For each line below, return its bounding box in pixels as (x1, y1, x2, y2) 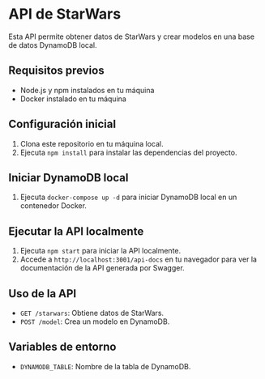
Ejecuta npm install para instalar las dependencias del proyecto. (19, 147, 237, 157)
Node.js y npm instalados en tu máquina (19, 85, 155, 95)
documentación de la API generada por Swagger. (19, 263, 185, 273)
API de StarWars (8, 5, 122, 23)
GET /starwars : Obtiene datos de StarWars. (19, 309, 165, 317)
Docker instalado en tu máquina (19, 94, 127, 104)
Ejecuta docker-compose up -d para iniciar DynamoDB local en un (19, 192, 237, 202)
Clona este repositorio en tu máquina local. (19, 138, 164, 148)
